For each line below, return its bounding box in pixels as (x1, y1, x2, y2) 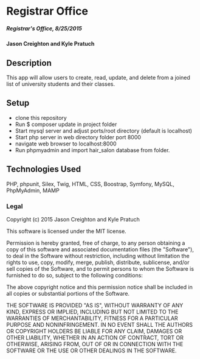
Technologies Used (6, 164, 81, 175)
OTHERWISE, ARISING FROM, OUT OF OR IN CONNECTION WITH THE (6, 340, 184, 347)
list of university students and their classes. (6, 80, 116, 88)
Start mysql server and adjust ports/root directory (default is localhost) (15, 127, 193, 134)
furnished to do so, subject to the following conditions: (6, 271, 143, 279)
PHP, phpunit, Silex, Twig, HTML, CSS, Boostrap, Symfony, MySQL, (6, 180, 174, 187)
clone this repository (15, 114, 67, 121)
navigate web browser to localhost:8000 (15, 140, 117, 147)
